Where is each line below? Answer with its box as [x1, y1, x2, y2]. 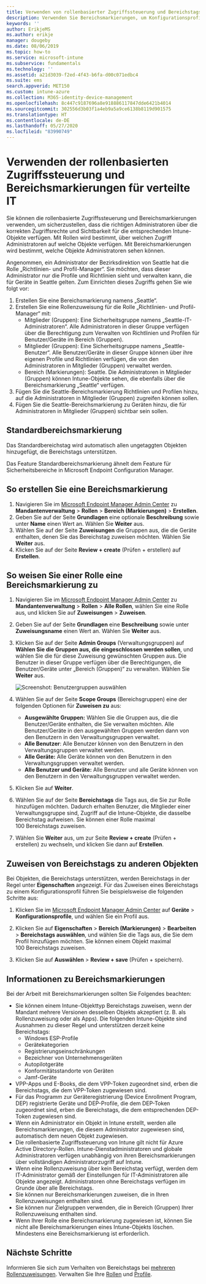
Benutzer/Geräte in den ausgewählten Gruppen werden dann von [24, 727, 189, 734]
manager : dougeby [6, 37, 51, 44]
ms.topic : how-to [6, 49, 51, 55]
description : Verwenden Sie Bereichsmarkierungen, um [6, 15, 147, 21]
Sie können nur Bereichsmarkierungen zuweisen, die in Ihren [15, 1191, 169, 1198]
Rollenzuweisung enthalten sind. [15, 1210, 97, 1217]
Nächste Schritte [6, 1248, 72, 1258]
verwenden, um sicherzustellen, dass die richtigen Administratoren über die [6, 221, 198, 228]
